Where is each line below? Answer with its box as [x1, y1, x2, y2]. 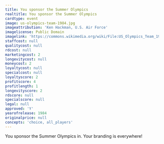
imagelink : [5, 34, 27, 39]
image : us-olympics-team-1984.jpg [5, 20, 76, 26]
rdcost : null [5, 48, 32, 52]
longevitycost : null [5, 57, 47, 62]
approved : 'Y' [5, 106, 34, 112]
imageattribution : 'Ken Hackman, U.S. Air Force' [5, 25, 108, 30]
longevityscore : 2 [5, 88, 42, 93]
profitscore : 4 [5, 79, 36, 84]
